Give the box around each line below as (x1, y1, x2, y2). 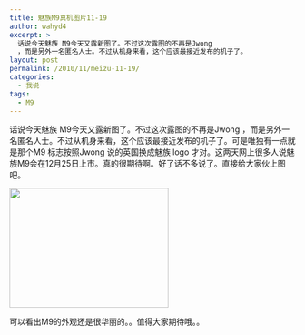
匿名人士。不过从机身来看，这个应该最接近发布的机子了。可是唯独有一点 (16, 136, 288, 147)
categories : (9, 73, 54, 82)
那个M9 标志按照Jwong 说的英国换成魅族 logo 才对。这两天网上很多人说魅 (16, 147, 295, 157)
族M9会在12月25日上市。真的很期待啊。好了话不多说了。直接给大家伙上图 (9, 158, 286, 169)
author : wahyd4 (9, 22, 67, 31)
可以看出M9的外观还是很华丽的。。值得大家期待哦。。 (9, 316, 205, 328)
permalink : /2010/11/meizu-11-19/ (9, 65, 141, 74)
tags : (9, 89, 30, 98)
